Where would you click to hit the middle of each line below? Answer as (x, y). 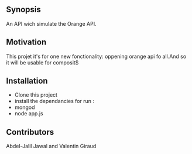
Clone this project (36, 95)
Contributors (30, 132)
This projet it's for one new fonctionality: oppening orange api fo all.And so (96, 56)
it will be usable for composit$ (42, 62)
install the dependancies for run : (54, 101)
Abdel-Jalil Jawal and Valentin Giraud (51, 146)
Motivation (26, 42)
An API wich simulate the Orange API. (51, 23)
